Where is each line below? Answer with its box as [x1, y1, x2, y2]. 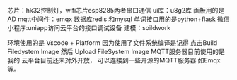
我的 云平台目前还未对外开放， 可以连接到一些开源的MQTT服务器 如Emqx [7, 56, 221, 65]
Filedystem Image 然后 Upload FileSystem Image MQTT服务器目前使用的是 [7, 48, 225, 55]
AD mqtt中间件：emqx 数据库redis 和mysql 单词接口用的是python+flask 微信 [7, 15, 230, 23]
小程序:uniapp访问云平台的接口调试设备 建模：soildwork [7, 24, 171, 32]
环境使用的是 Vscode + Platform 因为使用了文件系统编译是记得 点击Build [7, 39, 218, 47]
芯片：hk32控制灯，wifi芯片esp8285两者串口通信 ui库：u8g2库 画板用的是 [7, 6, 225, 14]
